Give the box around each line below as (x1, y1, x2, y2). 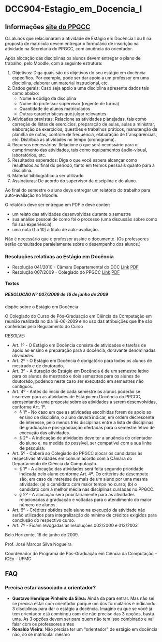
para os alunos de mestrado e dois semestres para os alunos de (12, 373, 140, 379)
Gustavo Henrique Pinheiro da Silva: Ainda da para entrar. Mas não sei (12, 595, 155, 601)
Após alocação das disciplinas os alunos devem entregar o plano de (5, 55, 141, 61)
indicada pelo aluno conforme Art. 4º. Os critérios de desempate (19, 471, 148, 477)
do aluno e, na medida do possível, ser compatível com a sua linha (19, 440, 152, 446)
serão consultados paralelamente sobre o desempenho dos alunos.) (5, 241, 141, 247)
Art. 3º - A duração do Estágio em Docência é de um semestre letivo (12, 368, 149, 374)
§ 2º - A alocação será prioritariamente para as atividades (19, 491, 135, 497)
